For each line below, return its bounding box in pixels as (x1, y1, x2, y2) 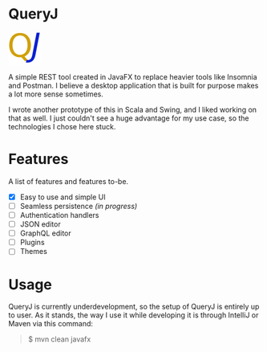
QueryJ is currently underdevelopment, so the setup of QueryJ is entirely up (8, 302, 260, 312)
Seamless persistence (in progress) (19, 201, 138, 211)
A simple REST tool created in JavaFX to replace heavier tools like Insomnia (8, 72, 258, 81)
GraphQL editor (19, 228, 72, 238)
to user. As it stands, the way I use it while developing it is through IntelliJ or (8, 310, 259, 320)
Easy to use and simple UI (19, 192, 106, 202)
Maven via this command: (8, 319, 94, 329)
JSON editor (19, 219, 62, 229)
